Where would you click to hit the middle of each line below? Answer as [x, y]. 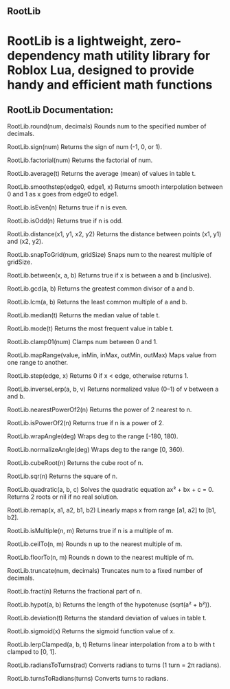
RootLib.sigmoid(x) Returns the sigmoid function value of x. [91, 631]
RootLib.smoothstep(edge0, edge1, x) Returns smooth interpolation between [115, 187]
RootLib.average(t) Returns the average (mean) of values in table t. [102, 174]
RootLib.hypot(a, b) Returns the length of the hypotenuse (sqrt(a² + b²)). [109, 605]
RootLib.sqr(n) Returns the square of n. [62, 476]
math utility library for [147, 55]
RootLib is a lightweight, [77, 41]
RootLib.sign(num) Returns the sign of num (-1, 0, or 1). [85, 147]
